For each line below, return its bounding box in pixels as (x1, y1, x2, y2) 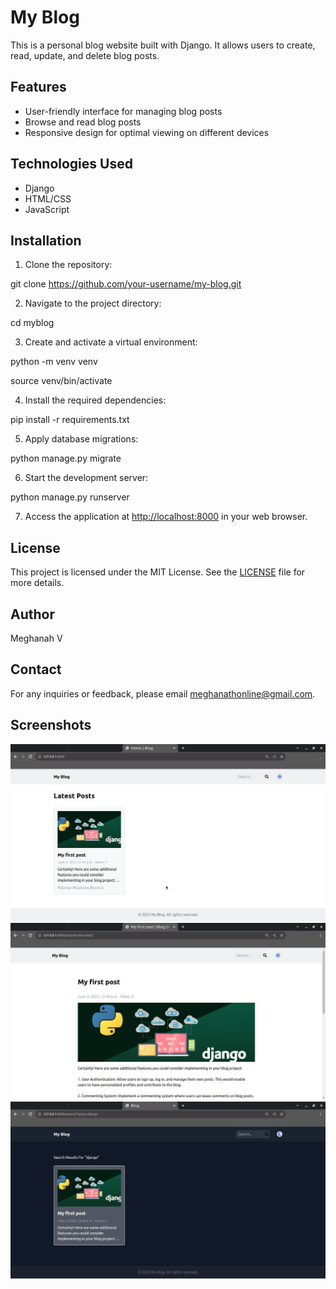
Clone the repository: (24, 259, 113, 271)
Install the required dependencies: (24, 394, 167, 406)
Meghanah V (10, 632, 63, 644)
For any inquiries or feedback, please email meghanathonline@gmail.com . (10, 687, 316, 700)
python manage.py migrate (10, 452, 122, 465)
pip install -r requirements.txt (10, 414, 130, 426)
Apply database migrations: (24, 433, 139, 445)
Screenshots (10, 717, 92, 734)
